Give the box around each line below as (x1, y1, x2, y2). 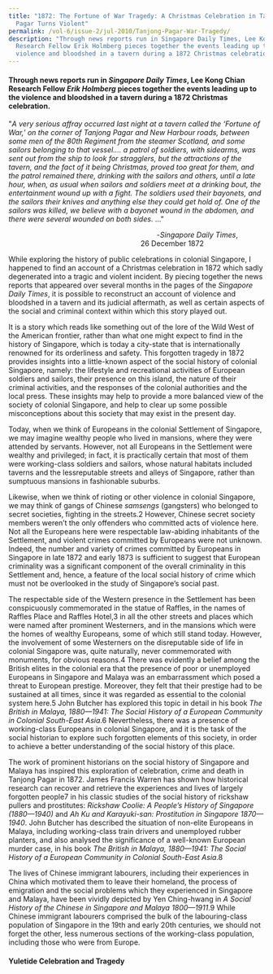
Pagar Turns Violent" (15, 20, 89, 28)
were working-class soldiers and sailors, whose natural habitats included (8, 459, 253, 469)
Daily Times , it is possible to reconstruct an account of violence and (8, 289, 236, 299)
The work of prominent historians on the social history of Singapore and (8, 757, 249, 767)
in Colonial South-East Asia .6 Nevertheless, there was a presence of (8, 716, 238, 726)
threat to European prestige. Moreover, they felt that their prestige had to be (8, 681, 262, 691)
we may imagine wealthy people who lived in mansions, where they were (8, 433, 253, 443)
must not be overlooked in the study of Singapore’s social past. (8, 579, 219, 589)
